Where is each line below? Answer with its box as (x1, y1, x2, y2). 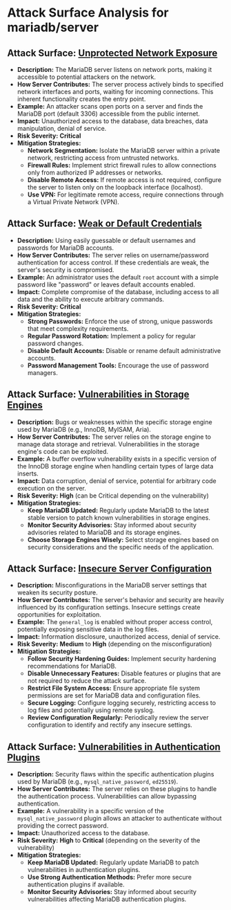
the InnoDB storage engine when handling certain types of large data (17, 462, 214, 470)
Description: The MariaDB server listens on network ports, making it (17, 66, 212, 73)
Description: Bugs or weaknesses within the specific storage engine (17, 417, 212, 426)
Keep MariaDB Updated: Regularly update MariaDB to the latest (27, 506, 209, 514)
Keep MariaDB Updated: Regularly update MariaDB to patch (27, 858, 199, 866)
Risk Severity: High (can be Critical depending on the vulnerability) (17, 491, 209, 500)
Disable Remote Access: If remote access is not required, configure (27, 176, 222, 184)
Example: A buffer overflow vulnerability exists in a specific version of (17, 455, 217, 463)
